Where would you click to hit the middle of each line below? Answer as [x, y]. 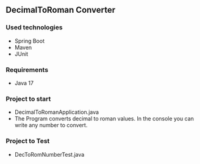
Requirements [27, 70]
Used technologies [34, 28]
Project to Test [28, 141]
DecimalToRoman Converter [61, 10]
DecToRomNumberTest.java [49, 154]
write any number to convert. [51, 125]
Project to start [28, 99]
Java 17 [24, 83]
